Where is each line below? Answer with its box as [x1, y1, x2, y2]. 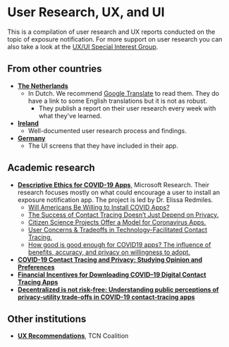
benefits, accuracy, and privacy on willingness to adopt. [27, 248, 190, 256]
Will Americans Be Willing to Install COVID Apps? [27, 203, 171, 211]
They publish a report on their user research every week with [38, 103, 216, 113]
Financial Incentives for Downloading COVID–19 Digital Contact [17, 270, 206, 279]
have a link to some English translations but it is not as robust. [27, 96, 208, 105]
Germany [17, 134, 46, 142]
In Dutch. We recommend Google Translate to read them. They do [27, 89, 220, 97]
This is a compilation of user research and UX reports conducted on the [7, 27, 216, 36]
